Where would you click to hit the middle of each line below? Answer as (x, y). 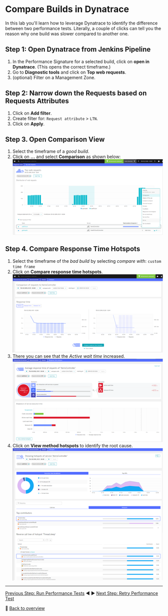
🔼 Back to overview (25, 608)
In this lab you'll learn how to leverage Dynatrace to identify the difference (81, 23)
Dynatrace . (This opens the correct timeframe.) (61, 67)
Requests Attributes (37, 101)
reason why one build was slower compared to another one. (67, 34)
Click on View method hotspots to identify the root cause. (73, 445)
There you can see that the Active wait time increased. (68, 356)
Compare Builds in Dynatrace (67, 9)
